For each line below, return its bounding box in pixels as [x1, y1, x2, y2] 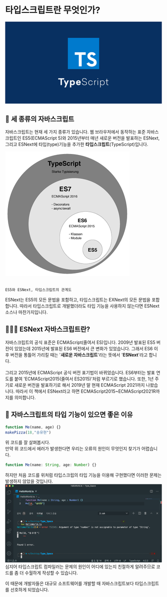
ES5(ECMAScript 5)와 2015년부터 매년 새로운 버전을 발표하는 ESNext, [22, 135, 160, 141]
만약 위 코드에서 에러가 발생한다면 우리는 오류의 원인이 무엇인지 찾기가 [5, 446, 141, 451]
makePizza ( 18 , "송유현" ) [5, 430, 51, 435]
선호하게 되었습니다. [10, 587, 49, 593]
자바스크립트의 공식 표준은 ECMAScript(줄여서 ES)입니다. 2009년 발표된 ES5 [5, 339, 156, 345]
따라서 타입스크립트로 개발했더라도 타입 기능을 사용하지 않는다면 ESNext [19, 303, 160, 309]
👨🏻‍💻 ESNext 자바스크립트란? [5, 325, 90, 334]
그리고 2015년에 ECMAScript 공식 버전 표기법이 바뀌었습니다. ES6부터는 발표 [5, 369, 155, 375]
